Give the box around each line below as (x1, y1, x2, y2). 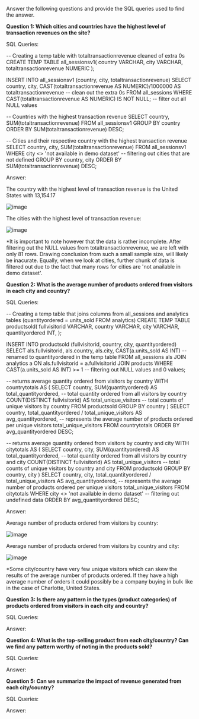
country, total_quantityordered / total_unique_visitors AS (6, 409, 143, 416)
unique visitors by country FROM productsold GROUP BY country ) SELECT (6, 403, 190, 409)
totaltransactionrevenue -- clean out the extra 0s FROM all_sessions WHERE (6, 89, 192, 96)
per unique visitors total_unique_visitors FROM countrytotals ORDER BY (6, 422, 180, 428)
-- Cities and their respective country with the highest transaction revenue (6, 137, 188, 144)
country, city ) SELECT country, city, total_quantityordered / (6, 471, 152, 478)
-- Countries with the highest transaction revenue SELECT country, (6, 113, 170, 120)
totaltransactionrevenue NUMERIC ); (6, 65, 95, 72)
